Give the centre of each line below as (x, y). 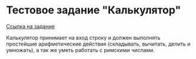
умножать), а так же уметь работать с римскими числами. (80, 50)
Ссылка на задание (30, 26)
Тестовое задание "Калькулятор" (94, 10)
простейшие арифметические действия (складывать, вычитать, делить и (98, 44)
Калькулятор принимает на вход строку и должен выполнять (83, 37)
